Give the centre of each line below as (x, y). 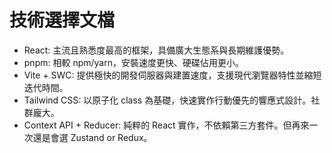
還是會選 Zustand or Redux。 (92, 137)
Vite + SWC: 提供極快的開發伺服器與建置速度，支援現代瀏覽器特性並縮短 (172, 75)
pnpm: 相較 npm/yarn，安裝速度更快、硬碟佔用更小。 (133, 62)
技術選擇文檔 (62, 20)
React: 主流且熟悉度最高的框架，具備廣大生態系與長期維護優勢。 (156, 50)
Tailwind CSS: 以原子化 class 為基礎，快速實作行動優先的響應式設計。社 (172, 100)
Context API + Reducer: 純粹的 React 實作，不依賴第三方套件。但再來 (166, 125)
